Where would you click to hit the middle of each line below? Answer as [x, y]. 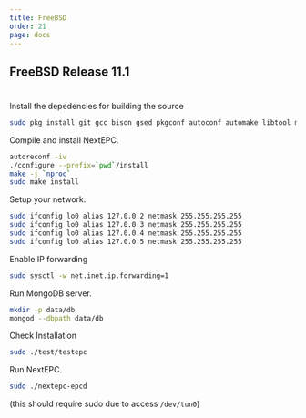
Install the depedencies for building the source [97, 106]
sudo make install [44, 182]
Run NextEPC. [36, 370]
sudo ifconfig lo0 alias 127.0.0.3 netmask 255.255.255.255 [126, 225]
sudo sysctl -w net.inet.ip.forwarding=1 [89, 275]
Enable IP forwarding [49, 259]
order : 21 [28, 26]
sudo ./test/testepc [49, 352]
